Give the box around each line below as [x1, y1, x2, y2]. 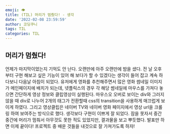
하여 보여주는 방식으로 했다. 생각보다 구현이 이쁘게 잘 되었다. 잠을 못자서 [10, 110, 153, 116]
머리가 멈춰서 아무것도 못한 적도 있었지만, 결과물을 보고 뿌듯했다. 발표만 [18, 117, 160, 123]
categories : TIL [5, 31, 40, 36]
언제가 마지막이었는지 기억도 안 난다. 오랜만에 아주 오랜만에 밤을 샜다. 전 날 [5, 66, 153, 72]
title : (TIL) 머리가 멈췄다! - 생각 [5, 12, 75, 17]
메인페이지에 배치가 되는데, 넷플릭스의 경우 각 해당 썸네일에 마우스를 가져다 [10, 85, 158, 91]
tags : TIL [5, 26, 26, 32]
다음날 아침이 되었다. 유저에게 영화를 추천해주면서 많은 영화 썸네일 [18, 78, 149, 85]
